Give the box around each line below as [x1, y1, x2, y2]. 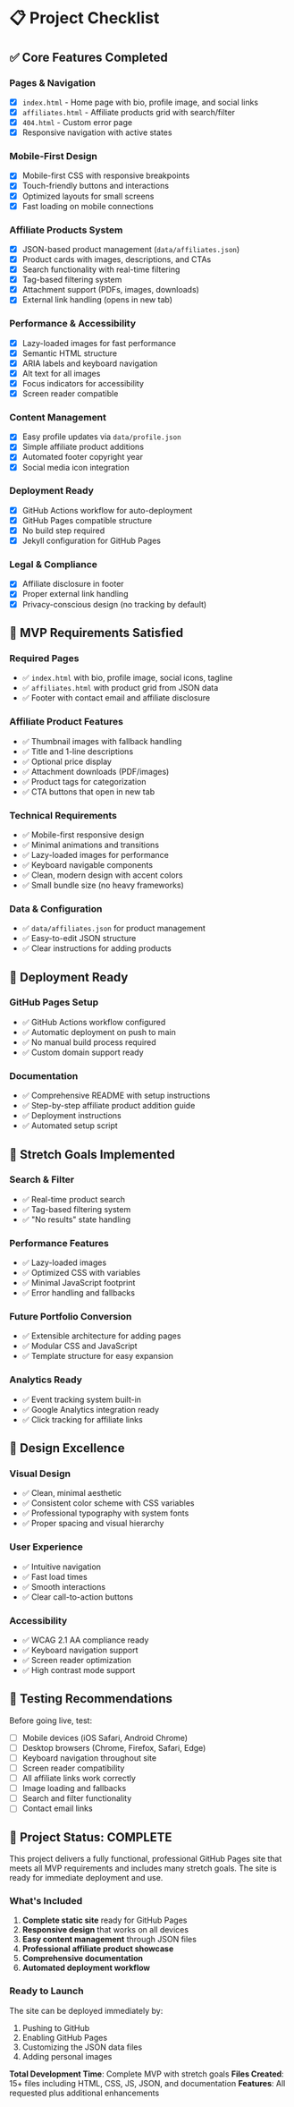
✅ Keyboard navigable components [21, 859, 154, 870]
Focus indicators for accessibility [21, 378, 145, 388]
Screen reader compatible [21, 387, 119, 399]
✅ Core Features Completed [9, 49, 168, 64]
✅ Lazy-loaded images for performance [21, 849, 170, 860]
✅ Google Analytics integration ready [21, 1404, 159, 1415]
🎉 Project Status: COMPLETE [9, 1830, 172, 1845]
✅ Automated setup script [21, 1120, 118, 1131]
